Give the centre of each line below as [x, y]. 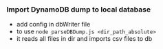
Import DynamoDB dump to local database [79, 10]
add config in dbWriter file [53, 24]
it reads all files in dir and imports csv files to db [84, 39]
